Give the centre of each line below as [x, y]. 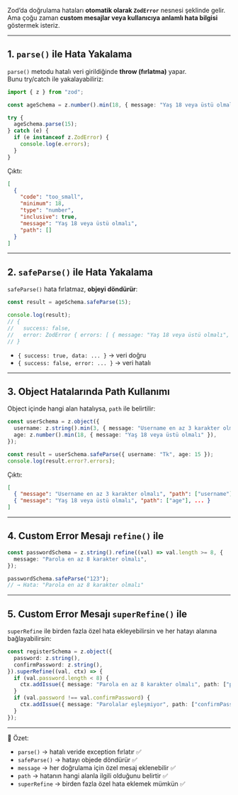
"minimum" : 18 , [42, 204]
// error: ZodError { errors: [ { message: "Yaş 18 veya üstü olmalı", [119, 335]
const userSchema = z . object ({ [53, 422]
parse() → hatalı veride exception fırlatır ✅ [79, 752]
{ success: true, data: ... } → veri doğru [82, 355]
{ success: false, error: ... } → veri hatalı [84, 362]
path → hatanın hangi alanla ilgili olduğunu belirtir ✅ [93, 775]
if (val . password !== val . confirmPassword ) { [82, 698]
